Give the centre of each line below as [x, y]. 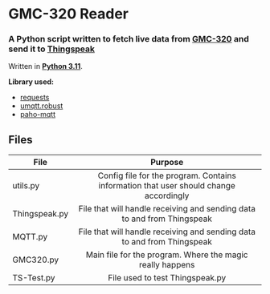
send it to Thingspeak [51, 49]
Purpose [167, 163]
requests [35, 98]
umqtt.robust [41, 106]
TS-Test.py [34, 278]
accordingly [167, 195]
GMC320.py [35, 260]
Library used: [31, 82]
